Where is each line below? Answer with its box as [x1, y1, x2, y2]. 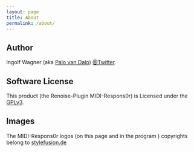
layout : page [6, 8, 39, 15]
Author [6, 42, 33, 53]
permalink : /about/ [6, 20, 56, 26]
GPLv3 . [6, 99, 24, 106]
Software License [6, 76, 74, 87]
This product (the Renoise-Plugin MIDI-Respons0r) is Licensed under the [6, 92, 189, 99]
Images [6, 116, 35, 127]
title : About [6, 15, 39, 21]
